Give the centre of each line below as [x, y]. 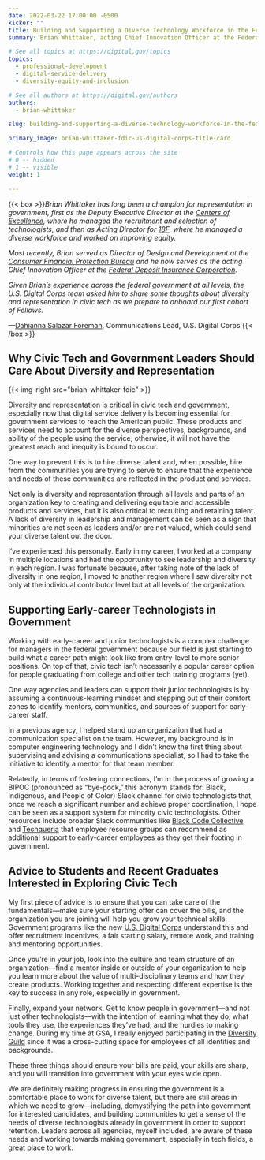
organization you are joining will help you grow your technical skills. [118, 919]
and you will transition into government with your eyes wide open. [115, 1073]
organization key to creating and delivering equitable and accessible [119, 502]
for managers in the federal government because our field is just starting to [130, 649]
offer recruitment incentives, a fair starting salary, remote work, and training [131, 935]
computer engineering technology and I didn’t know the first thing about [125, 747]
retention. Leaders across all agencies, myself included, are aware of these [130, 1130]
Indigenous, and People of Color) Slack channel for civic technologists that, [131, 796]
